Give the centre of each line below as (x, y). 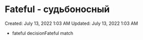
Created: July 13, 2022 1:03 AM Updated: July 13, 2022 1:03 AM (71, 23)
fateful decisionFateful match (43, 33)
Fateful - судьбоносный (57, 9)
